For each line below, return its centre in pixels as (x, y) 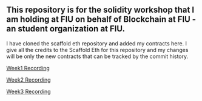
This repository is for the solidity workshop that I (100, 10)
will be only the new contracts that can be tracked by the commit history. (97, 56)
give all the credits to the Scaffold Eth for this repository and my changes (97, 50)
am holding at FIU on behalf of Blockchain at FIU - (101, 20)
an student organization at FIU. (66, 29)
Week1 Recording (28, 68)
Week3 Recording (29, 91)
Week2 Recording (29, 80)
